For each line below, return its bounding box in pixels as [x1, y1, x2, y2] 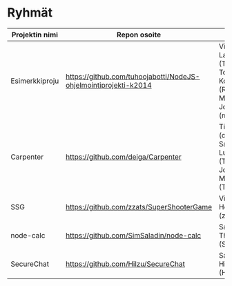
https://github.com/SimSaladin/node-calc [65, 230, 202, 240]
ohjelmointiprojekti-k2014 [65, 80, 152, 90]
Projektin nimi [11, 30, 59, 39]
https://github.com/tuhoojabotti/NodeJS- [65, 71, 200, 81]
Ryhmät [7, 5, 53, 21]
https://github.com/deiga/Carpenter [65, 152, 182, 162]
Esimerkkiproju [10, 76, 59, 86]
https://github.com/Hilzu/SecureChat [65, 259, 185, 269]
